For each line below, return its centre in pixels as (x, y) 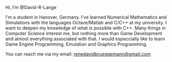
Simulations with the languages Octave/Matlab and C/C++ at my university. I (86, 23)
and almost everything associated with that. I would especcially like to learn (85, 39)
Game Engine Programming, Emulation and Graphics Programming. (77, 44)
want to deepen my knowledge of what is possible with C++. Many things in (85, 28)
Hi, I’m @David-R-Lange (31, 7)
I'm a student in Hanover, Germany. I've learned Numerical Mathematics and (86, 17)
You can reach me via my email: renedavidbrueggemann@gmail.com (78, 54)
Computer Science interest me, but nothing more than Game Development (84, 33)
